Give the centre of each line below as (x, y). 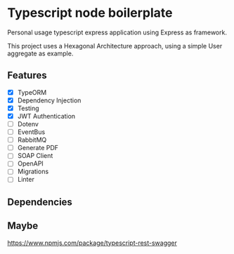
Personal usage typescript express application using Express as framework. (117, 32)
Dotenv (28, 124)
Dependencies (40, 202)
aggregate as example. (40, 53)
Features (27, 75)
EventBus (31, 132)
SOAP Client (35, 156)
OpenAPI (30, 163)
